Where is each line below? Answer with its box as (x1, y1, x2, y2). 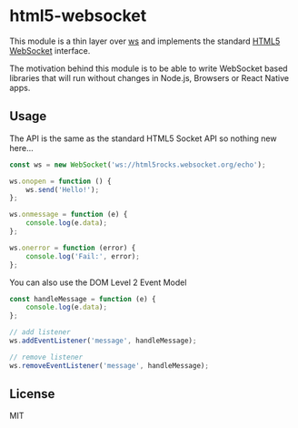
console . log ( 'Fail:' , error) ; (25, 251, 141, 260)
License (9, 386, 55, 402)
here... (9, 142, 34, 153)
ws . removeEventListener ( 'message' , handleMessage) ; (9, 361, 209, 370)
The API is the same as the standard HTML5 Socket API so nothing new (9, 133, 277, 144)
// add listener (9, 328, 71, 337)
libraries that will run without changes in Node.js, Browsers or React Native (9, 72, 289, 83)
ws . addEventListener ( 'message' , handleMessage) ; (9, 336, 197, 345)
